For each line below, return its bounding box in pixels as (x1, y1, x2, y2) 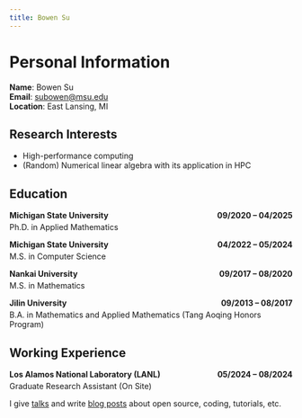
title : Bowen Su (9, 13, 70, 22)
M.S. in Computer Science (9, 251, 106, 262)
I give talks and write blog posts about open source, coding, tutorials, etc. (9, 398, 281, 409)
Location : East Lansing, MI (9, 101, 109, 111)
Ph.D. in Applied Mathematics (9, 222, 119, 233)
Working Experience (9, 345, 127, 360)
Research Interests (9, 127, 118, 142)
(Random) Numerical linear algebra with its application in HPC (22, 160, 252, 171)
